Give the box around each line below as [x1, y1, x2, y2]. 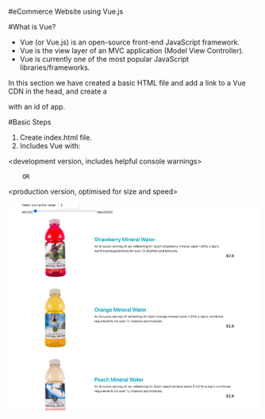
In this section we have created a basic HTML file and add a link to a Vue [8, 79, 246, 87]
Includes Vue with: [19, 141, 81, 150]
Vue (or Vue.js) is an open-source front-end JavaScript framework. [19, 37, 240, 47]
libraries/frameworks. [19, 63, 90, 72]
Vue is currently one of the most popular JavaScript [19, 55, 189, 63]
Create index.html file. [19, 133, 93, 142]
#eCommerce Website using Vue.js [8, 7, 124, 16]
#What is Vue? [8, 22, 56, 31]
